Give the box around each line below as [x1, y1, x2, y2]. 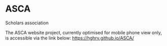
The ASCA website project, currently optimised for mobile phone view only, [5, 29, 162, 35]
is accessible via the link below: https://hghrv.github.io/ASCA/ [5, 35, 134, 41]
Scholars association [5, 20, 49, 26]
